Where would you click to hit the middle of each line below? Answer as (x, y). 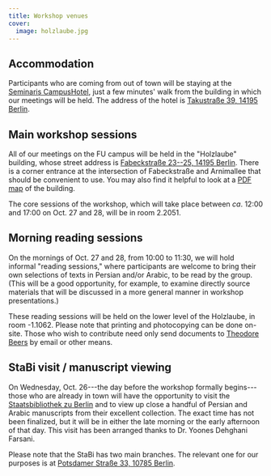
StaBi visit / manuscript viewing (90, 368)
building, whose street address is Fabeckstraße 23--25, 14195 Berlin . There (134, 162)
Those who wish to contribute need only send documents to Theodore (142, 334)
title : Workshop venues (49, 16)
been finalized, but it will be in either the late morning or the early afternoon (134, 421)
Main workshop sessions (73, 134)
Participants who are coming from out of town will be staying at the (120, 83)
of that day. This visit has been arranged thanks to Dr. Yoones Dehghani (128, 430)
